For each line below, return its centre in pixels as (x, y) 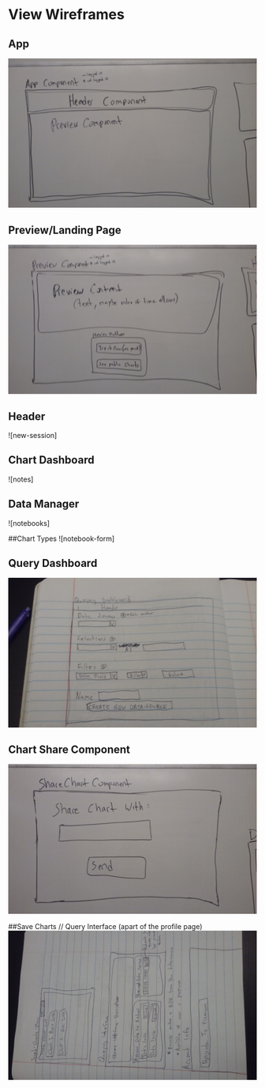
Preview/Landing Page (65, 230)
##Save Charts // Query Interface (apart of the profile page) (105, 926)
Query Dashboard (53, 563)
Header (27, 416)
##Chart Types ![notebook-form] (62, 538)
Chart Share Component (69, 750)
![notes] (21, 479)
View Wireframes (66, 15)
